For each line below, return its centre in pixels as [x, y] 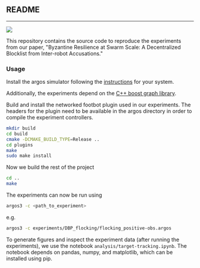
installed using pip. [29, 258]
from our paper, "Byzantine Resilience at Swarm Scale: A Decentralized [94, 47]
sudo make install [29, 156]
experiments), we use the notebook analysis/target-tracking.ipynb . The [97, 245]
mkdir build [21, 128]
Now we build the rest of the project [50, 167]
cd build [17, 134]
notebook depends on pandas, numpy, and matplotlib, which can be [90, 252]
